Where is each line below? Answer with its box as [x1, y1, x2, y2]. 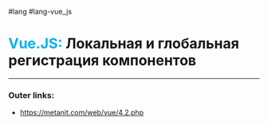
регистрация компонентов [8, 52, 197, 70]
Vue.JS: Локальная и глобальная [8, 35, 239, 53]
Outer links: [8, 89, 55, 100]
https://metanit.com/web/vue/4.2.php [19, 107, 144, 118]
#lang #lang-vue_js [8, 7, 73, 16]
